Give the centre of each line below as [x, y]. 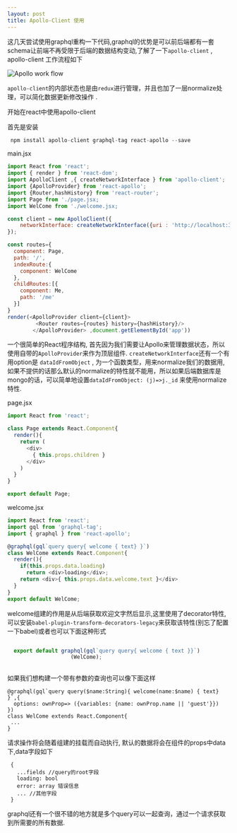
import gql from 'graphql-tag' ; [55, 527]
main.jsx [19, 153]
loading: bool [37, 779]
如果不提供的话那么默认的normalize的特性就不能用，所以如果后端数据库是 [114, 371]
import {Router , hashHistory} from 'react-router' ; [83, 193]
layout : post [26, 14]
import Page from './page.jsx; [53, 199]
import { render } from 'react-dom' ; [63, 173]
